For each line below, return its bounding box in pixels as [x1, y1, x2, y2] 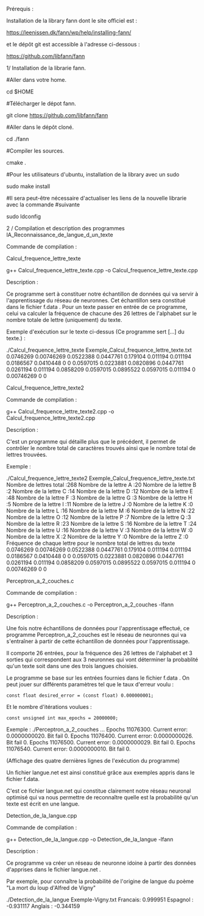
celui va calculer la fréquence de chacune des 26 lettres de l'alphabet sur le [6, 310, 197, 317]
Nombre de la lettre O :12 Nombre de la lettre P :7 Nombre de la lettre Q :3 [6, 514, 191, 521]
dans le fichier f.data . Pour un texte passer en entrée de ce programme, [6, 304, 188, 310]
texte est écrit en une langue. [6, 800, 80, 807]
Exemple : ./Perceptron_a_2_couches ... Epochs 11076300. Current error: [6, 726, 188, 733]
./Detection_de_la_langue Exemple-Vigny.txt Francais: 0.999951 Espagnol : [6, 896, 194, 903]
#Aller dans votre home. [6, 76, 67, 83]
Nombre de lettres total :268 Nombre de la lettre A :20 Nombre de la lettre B [6, 481, 197, 488]
